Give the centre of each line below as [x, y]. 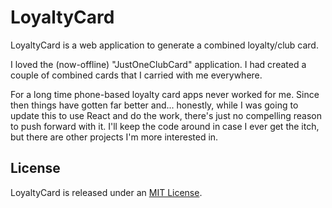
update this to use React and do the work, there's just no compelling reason [166, 115]
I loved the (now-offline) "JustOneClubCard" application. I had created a [158, 64]
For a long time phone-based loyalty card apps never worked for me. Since [165, 94]
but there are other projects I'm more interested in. [114, 137]
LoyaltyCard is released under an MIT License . [106, 192]
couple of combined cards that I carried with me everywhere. [136, 75]
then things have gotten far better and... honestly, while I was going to [154, 105]
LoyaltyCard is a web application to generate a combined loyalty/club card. [164, 45]
